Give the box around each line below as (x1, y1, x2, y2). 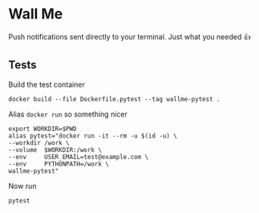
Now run (8, 181, 37, 190)
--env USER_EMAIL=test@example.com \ (8, 153, 149, 161)
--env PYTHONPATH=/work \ (8, 160, 110, 168)
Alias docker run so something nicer (8, 109, 128, 119)
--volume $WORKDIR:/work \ (8, 145, 103, 154)
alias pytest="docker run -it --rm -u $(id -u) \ (8, 132, 178, 140)
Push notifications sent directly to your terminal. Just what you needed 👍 (8, 31, 251, 41)
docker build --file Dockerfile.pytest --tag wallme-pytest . (8, 95, 221, 103)
